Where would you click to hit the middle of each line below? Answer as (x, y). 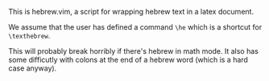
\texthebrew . (29, 36)
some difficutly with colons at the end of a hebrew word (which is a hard (128, 60)
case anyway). (33, 68)
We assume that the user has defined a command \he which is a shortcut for (135, 27)
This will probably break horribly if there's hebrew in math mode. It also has (134, 51)
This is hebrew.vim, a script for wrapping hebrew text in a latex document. (131, 12)
